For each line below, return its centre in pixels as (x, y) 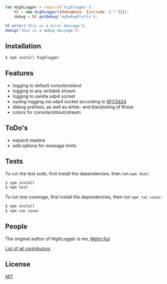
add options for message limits (45, 146)
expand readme (29, 140)
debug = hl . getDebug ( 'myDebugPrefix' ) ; (56, 17)
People (16, 227)
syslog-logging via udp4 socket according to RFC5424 (69, 101)
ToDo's (17, 128)
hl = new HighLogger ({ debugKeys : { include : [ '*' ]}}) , (72, 12)
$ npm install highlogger (32, 58)
